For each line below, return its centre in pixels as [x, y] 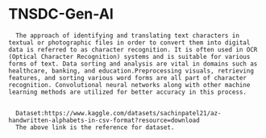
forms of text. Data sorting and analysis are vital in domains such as [133, 64]
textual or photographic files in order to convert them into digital [129, 42]
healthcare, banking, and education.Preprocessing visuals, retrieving [131, 71]
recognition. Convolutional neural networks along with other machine [129, 85]
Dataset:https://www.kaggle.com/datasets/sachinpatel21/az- [118, 113]
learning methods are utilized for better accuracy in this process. [128, 92]
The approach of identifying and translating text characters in [128, 36]
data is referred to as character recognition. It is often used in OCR [133, 49]
